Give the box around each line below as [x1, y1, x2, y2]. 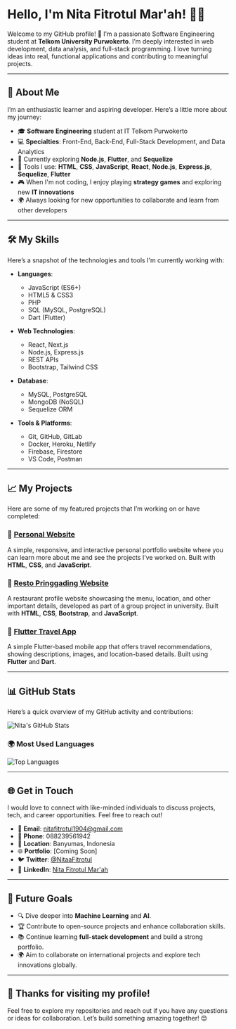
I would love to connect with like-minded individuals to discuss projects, [7, 803, 216, 812]
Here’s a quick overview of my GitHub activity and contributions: [7, 708, 194, 716]
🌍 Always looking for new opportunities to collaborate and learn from [17, 196, 219, 204]
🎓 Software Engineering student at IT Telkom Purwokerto [17, 127, 188, 135]
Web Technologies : [17, 326, 76, 335]
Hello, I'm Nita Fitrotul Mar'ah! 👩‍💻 [7, 6, 206, 23]
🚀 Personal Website [7, 530, 76, 539]
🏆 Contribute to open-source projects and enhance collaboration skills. [17, 922, 225, 931]
